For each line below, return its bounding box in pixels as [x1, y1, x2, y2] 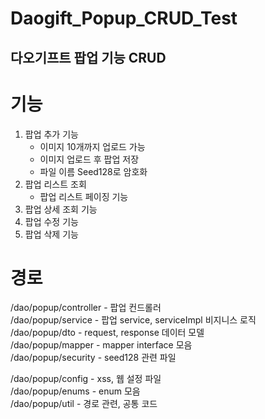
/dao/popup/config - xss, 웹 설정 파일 [10, 373, 162, 385]
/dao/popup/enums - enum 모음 [10, 385, 141, 397]
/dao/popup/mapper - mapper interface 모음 [10, 339, 193, 351]
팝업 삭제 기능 [24, 228, 79, 240]
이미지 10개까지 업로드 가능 [39, 140, 146, 152]
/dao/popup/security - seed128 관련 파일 [10, 352, 177, 364]
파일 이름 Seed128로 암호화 [39, 165, 148, 177]
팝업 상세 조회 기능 [24, 203, 98, 215]
